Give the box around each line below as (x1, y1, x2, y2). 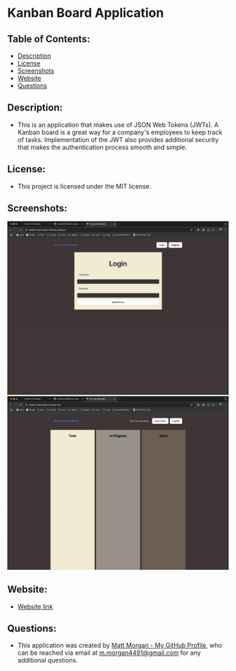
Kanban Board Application (7, 5, 164, 21)
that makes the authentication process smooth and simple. (17, 143, 188, 151)
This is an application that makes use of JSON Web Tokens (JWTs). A (17, 120, 219, 129)
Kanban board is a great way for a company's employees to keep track (17, 128, 223, 136)
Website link (17, 602, 53, 611)
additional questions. (17, 656, 79, 665)
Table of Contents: (7, 33, 91, 45)
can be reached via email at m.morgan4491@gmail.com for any (17, 648, 202, 657)
